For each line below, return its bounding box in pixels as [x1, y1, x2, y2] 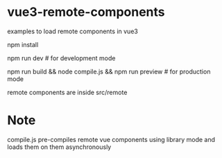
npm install [7, 40, 39, 49]
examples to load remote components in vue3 [7, 27, 139, 35]
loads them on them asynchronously [7, 143, 112, 151]
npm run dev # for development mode [7, 53, 116, 62]
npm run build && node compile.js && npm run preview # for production [7, 67, 211, 76]
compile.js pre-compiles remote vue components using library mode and [7, 135, 216, 143]
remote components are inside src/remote [7, 88, 128, 96]
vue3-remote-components [7, 4, 165, 20]
